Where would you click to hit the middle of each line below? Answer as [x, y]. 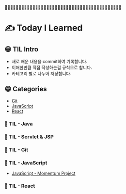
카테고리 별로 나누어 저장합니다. [41, 73]
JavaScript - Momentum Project [43, 173]
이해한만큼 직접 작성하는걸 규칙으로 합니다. [52, 67]
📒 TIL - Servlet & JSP [29, 137]
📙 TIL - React [20, 186]
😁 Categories [26, 89]
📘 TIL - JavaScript [26, 162]
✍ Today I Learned [44, 28]
